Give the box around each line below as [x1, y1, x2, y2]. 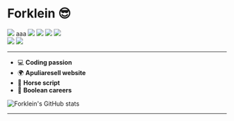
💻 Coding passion [17, 58, 72, 66]
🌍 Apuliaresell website [17, 68, 86, 76]
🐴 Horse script [17, 79, 61, 87]
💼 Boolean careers [17, 86, 72, 94]
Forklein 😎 [7, 6, 71, 22]
